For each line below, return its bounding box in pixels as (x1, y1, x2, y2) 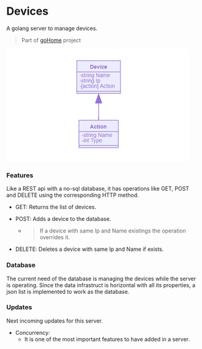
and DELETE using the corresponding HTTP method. (6, 191, 139, 199)
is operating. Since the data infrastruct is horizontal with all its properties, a (6, 281, 196, 289)
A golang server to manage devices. (6, 25, 98, 32)
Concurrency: (15, 329, 50, 336)
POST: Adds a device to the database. (15, 215, 111, 223)
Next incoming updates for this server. (6, 317, 103, 324)
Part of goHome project (21, 36, 81, 44)
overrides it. (39, 234, 70, 241)
